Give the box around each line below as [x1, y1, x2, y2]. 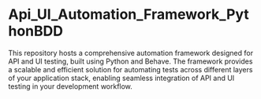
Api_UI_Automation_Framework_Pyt [8, 5, 250, 24]
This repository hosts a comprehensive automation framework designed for [8, 48, 254, 57]
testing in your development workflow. [8, 81, 132, 91]
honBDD [8, 22, 64, 40]
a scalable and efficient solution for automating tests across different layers [8, 64, 253, 74]
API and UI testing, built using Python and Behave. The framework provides [8, 57, 253, 66]
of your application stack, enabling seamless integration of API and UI [8, 73, 235, 82]
